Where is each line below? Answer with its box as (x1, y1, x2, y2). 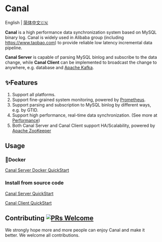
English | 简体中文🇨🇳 (5, 19, 49, 25)
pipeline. (5, 45, 22, 51)
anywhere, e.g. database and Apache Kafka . (5, 64, 94, 70)
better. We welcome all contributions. (5, 232, 80, 238)
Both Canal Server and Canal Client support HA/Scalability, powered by (12, 122, 156, 128)
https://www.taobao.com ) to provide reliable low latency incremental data (5, 39, 152, 45)
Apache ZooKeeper (12, 127, 52, 134)
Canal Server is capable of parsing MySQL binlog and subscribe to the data (5, 54, 157, 60)
